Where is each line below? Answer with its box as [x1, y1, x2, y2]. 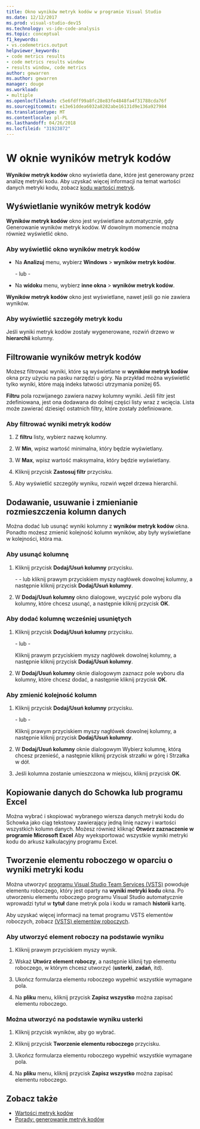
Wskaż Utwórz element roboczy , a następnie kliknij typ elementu [14, 958, 177, 965]
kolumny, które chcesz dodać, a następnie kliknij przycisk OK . [14, 676, 168, 683]
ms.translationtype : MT [6, 109, 66, 115]
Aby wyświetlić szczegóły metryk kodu [6, 314, 122, 323]
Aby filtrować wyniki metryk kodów [6, 420, 112, 428]
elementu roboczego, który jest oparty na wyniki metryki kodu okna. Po [6, 887, 184, 894]
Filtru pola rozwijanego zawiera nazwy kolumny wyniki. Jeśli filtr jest [6, 392, 176, 399]
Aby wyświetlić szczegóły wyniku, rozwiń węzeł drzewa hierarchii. [14, 480, 178, 487]
